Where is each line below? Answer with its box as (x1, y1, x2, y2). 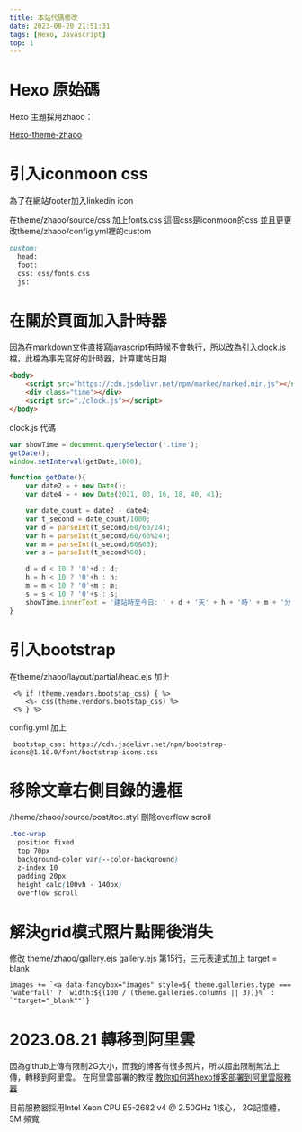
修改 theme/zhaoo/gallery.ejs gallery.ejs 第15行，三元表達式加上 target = (9, 953, 278, 964)
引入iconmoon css (9, 164, 148, 185)
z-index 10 (17, 863, 58, 872)
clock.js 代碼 (9, 422, 57, 433)
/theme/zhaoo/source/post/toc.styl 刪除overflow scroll (9, 812, 211, 823)
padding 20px (17, 872, 67, 881)
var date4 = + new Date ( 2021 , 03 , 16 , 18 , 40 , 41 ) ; (25, 490, 223, 499)
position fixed (17, 838, 75, 847)
